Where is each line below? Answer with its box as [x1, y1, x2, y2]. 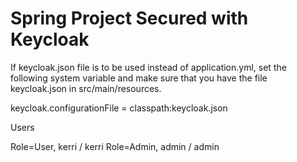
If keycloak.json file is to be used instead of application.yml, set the [10, 61, 287, 73]
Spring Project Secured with [10, 7, 249, 30]
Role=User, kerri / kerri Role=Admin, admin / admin [10, 140, 220, 152]
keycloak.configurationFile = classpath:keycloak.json [10, 102, 228, 114]
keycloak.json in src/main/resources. [10, 82, 162, 94]
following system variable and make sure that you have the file [10, 72, 268, 84]
